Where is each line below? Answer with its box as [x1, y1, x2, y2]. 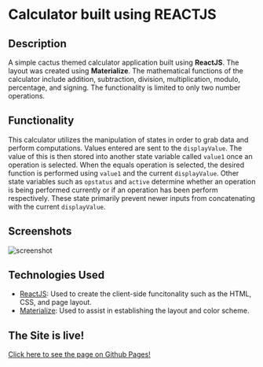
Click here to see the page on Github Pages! [8, 350, 151, 359]
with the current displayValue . [8, 202, 106, 211]
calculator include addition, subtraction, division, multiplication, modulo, [8, 75, 241, 83]
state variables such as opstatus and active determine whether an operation [8, 176, 257, 186]
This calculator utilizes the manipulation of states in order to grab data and [8, 135, 249, 144]
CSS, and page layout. [19, 298, 92, 307]
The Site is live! [8, 328, 85, 342]
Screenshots [8, 224, 72, 238]
